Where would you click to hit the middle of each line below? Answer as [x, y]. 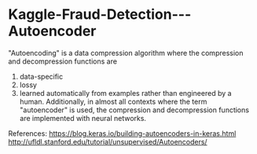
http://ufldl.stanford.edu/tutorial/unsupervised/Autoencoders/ [108, 141]
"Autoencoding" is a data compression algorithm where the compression [126, 53]
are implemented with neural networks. [83, 118]
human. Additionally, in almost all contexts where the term [113, 101]
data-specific [41, 76]
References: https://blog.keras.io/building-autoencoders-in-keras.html [122, 133]
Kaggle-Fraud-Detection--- [100, 15]
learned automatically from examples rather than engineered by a [125, 93]
